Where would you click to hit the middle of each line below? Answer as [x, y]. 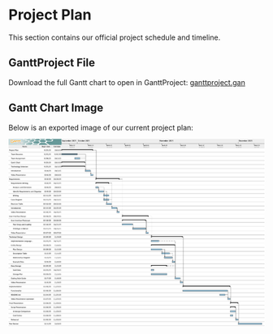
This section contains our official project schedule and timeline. [115, 37]
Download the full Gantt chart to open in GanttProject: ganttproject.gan [127, 82]
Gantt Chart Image [56, 108]
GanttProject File [52, 63]
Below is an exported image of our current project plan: [101, 127]
